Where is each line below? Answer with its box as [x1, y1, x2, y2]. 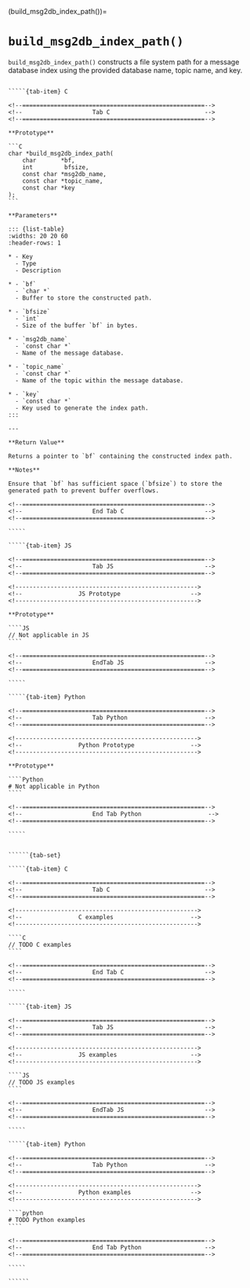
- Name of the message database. [15, 349, 125, 357]
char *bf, [22, 156, 76, 164]
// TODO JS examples [8, 1078, 76, 1086]
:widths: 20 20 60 [8, 232, 68, 240]
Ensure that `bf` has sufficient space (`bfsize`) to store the [8, 480, 223, 488]
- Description [15, 267, 61, 274]
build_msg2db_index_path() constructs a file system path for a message [8, 57, 240, 66]
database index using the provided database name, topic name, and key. [8, 65, 243, 75]
